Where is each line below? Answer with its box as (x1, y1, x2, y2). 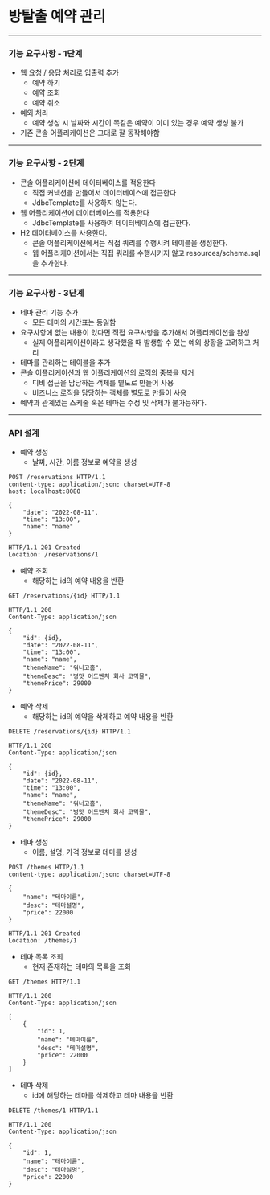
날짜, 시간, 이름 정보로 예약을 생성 (31, 458, 137, 467)
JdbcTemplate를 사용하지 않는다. (31, 198, 137, 207)
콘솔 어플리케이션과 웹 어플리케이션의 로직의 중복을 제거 (19, 368, 194, 377)
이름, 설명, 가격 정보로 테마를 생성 (31, 848, 137, 857)
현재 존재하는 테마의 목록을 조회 (31, 962, 131, 971)
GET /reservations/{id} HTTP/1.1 (8, 592, 121, 600)
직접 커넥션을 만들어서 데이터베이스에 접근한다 (31, 187, 177, 197)
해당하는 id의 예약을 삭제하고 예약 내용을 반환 (31, 712, 174, 721)
